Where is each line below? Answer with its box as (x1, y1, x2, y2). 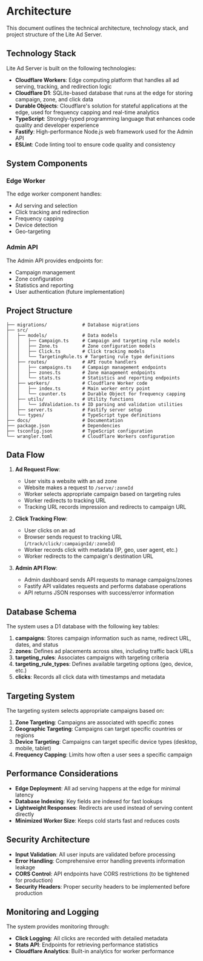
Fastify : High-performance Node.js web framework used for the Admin (15, 127, 193, 135)
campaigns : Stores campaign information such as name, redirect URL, (15, 634, 191, 642)
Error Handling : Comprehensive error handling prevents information (15, 857, 185, 864)
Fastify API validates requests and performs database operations (24, 583, 187, 590)
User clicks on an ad (24, 527, 76, 534)
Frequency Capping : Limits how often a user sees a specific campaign (15, 751, 193, 758)
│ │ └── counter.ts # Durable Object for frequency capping (6, 390, 186, 397)
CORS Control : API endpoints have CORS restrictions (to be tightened (15, 870, 190, 877)
